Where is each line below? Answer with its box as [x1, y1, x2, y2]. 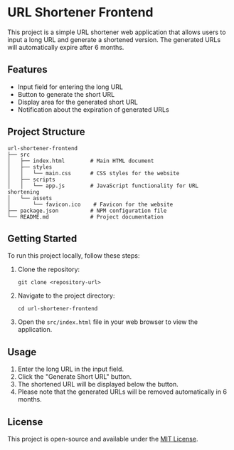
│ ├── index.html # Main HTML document [7, 157, 154, 164]
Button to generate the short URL [17, 90, 115, 98]
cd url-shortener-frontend [17, 305, 98, 313]
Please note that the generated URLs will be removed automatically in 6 [17, 387, 228, 396]
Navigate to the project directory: [17, 291, 115, 300]
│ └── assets [7, 194, 53, 202]
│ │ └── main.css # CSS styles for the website [7, 169, 180, 177]
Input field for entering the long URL [17, 83, 123, 91]
